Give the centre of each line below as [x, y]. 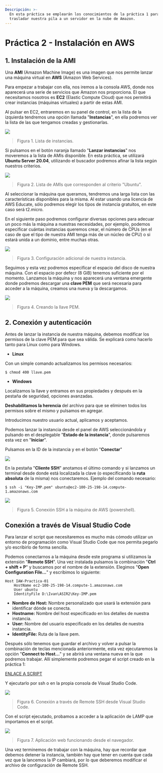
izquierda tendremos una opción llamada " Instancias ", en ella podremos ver [81, 117]
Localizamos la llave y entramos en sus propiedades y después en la [73, 391]
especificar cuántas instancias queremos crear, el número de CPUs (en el [79, 229]
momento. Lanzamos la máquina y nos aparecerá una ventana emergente [79, 278]
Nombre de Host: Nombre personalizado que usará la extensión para [81, 603]
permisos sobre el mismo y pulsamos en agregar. [54, 411]
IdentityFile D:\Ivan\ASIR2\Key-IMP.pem [55, 594]
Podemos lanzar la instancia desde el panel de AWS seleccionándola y [76, 430]
